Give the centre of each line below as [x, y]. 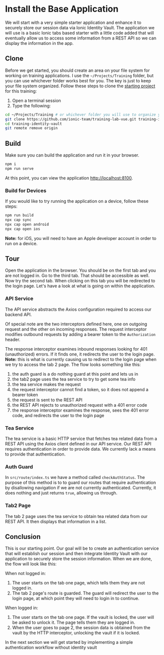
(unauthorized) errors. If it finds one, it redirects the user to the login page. [80, 354]
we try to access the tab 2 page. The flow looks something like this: [73, 364]
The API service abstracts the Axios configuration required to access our [78, 309]
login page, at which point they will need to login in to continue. [76, 598]
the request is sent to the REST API [47, 400]
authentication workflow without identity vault [51, 648]
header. [13, 339]
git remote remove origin [31, 128]
